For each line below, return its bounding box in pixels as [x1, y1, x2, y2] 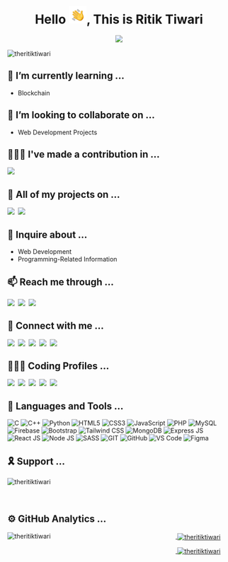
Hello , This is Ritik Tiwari [35, 11, 203, 28]
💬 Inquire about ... [7, 228, 88, 240]
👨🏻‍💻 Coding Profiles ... [7, 360, 110, 373]
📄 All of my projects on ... [7, 188, 120, 200]
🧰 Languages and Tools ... [7, 400, 124, 412]
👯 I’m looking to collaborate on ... [7, 109, 156, 122]
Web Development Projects [17, 128, 98, 136]
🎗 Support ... [7, 455, 66, 467]
